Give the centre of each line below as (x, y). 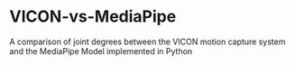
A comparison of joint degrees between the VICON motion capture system (147, 42)
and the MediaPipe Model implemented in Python (101, 51)
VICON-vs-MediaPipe (93, 17)
